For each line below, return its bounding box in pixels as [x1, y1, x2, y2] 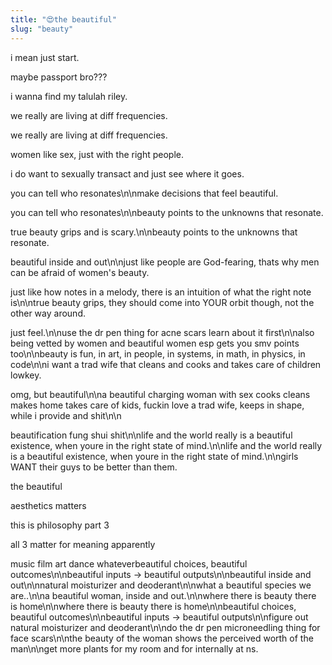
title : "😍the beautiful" [10, 14, 117, 25]
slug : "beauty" [10, 24, 74, 34]
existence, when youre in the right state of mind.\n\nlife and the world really [10, 439, 323, 451]
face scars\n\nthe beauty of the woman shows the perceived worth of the [10, 632, 314, 644]
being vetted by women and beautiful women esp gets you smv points [10, 337, 300, 349]
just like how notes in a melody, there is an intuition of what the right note [10, 286, 312, 298]
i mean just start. [10, 51, 80, 63]
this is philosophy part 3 [10, 519, 110, 531]
